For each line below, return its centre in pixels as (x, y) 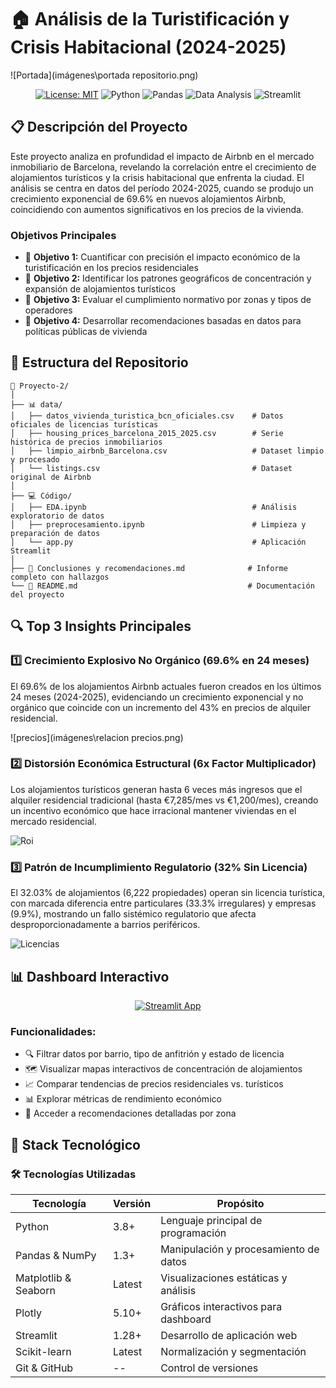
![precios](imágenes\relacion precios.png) (97, 737)
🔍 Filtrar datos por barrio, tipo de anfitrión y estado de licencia (154, 1054)
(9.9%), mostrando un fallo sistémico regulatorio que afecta (133, 914)
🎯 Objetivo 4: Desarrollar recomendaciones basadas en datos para (163, 321)
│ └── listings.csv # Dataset (151, 468)
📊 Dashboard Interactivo (90, 976)
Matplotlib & (43, 1278)
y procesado (35, 459)
